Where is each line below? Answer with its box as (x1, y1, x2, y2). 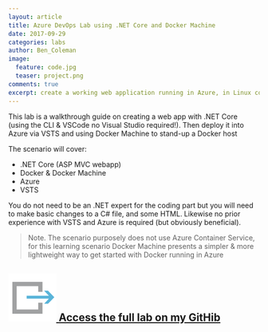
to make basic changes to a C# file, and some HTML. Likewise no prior (8, 208, 241, 219)
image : (8, 55, 30, 63)
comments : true (8, 80, 59, 88)
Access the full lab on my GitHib (58, 310, 221, 324)
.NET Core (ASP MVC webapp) (19, 160, 122, 169)
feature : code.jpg (15, 64, 77, 72)
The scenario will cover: (8, 144, 87, 153)
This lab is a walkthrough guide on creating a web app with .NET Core (8, 112, 238, 121)
